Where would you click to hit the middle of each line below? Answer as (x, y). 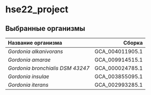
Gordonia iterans (28, 85)
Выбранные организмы (45, 28)
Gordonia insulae (29, 77)
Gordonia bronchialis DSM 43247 (49, 68)
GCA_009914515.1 (119, 60)
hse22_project (37, 9)
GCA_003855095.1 (119, 77)
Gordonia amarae (29, 60)
